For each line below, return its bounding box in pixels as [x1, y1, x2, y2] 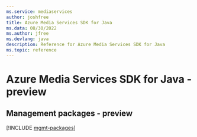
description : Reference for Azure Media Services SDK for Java [6, 42, 166, 48]
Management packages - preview [6, 109, 133, 119]
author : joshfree [6, 14, 49, 20]
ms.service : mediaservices [6, 8, 73, 15]
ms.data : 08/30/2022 [6, 25, 57, 31]
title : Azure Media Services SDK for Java [6, 19, 112, 25]
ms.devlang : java [6, 36, 49, 42]
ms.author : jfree [6, 31, 49, 37]
